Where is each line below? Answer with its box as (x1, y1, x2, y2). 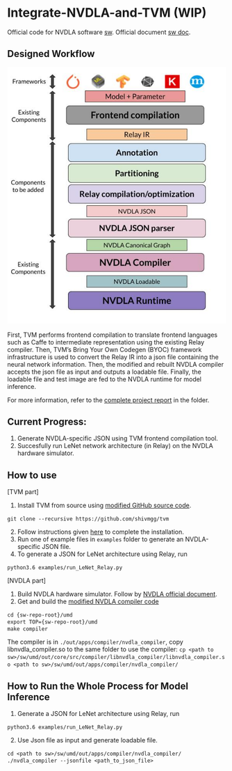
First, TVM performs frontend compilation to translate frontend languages (7, 331, 217, 339)
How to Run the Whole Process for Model (7, 680, 189, 692)
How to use (7, 469, 57, 481)
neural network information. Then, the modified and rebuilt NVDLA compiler (7, 360, 224, 368)
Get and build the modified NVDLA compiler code (17, 597, 159, 606)
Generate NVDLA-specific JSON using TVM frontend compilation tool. (17, 434, 219, 443)
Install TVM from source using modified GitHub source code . (17, 501, 192, 509)
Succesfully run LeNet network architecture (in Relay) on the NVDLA (17, 442, 213, 450)
